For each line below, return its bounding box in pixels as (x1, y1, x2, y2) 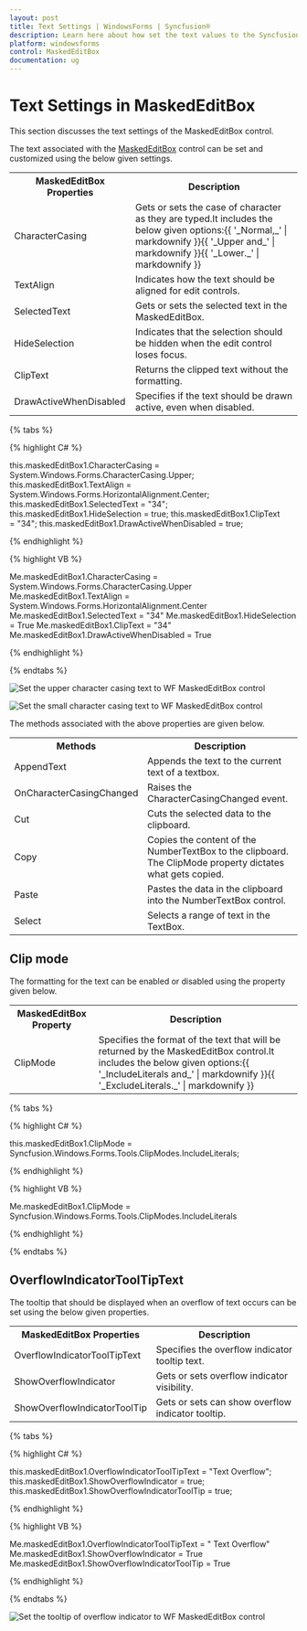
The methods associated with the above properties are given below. (9, 718, 265, 729)
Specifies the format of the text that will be (98, 1033, 281, 1046)
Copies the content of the (147, 833, 257, 846)
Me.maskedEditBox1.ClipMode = (9, 1200, 131, 1211)
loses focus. (135, 348, 187, 361)
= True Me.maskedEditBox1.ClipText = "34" (9, 619, 172, 631)
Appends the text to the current (147, 754, 282, 767)
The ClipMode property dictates (147, 856, 285, 869)
